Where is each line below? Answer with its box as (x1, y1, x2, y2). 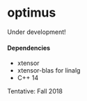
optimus (7, 5, 56, 21)
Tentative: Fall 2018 (7, 87, 63, 95)
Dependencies (7, 44, 51, 52)
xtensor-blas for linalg (17, 66, 81, 75)
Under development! (7, 28, 66, 36)
